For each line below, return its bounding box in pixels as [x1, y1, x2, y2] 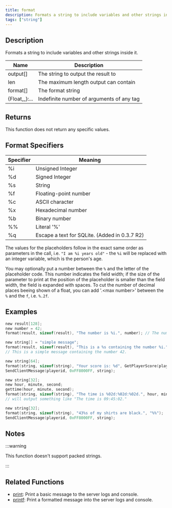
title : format [5, 7, 36, 13]
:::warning [5, 443, 27, 449]
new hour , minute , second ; [5, 382, 63, 387]
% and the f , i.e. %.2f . [5, 292, 50, 299]
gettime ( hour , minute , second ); [5, 387, 74, 392]
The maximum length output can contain [38, 79, 136, 86]
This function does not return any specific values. [5, 126, 110, 132]
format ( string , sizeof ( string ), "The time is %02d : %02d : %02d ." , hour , [5, 392, 159, 397]
